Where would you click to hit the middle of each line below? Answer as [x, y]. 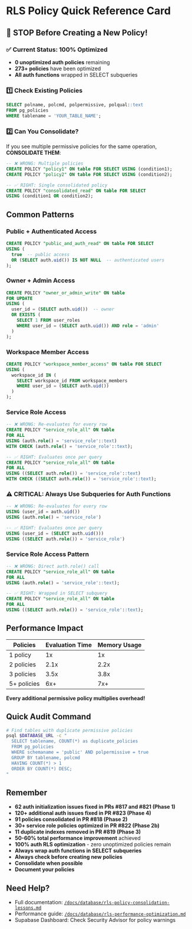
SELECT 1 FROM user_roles [49, 320]
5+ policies [24, 683]
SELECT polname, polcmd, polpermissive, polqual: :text [75, 105]
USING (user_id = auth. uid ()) [43, 512]
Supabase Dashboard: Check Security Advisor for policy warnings [95, 920]
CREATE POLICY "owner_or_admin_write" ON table [66, 293]
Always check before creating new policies [68, 857]
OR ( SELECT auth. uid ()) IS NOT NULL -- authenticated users [88, 260]
